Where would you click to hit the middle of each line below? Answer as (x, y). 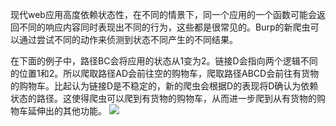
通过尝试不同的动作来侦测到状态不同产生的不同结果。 (128, 39)
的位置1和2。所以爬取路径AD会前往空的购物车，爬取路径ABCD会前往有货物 (165, 73)
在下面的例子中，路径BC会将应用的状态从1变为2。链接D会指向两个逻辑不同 (164, 61)
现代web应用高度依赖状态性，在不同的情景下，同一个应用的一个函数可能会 (163, 14)
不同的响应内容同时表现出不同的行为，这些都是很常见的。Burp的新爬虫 (164, 27)
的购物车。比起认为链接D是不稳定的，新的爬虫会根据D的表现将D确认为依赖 (164, 86)
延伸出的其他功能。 (67, 111)
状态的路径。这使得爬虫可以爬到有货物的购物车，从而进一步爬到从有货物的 (163, 98)
